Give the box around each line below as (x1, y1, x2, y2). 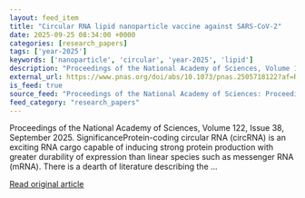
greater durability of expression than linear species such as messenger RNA (9, 152, 294, 163)
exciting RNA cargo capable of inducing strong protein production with (9, 142, 274, 153)
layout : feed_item (9, 13, 79, 23)
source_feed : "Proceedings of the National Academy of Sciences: (9, 89, 261, 98)
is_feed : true (9, 81, 64, 90)
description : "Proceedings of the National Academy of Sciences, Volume (9, 64, 290, 74)
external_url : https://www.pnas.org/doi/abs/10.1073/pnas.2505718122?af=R (9, 73, 299, 82)
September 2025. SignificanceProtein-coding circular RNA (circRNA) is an (9, 133, 286, 144)
